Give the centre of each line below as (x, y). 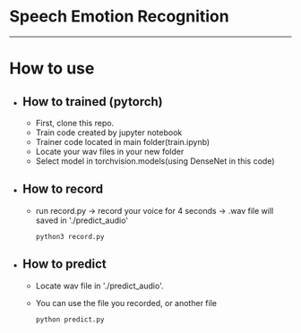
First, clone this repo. (75, 123)
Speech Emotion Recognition (120, 17)
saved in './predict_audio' (82, 220)
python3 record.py (70, 236)
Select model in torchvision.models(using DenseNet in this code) (155, 161)
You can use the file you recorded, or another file (126, 303)
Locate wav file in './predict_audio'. (99, 286)
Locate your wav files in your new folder (110, 151)
